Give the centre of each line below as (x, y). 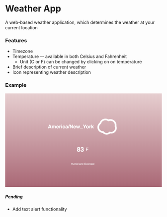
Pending (14, 197)
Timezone (23, 51)
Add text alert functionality (40, 209)
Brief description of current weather (49, 67)
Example (16, 85)
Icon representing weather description (51, 72)
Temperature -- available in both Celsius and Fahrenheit (69, 56)
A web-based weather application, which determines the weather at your (80, 22)
